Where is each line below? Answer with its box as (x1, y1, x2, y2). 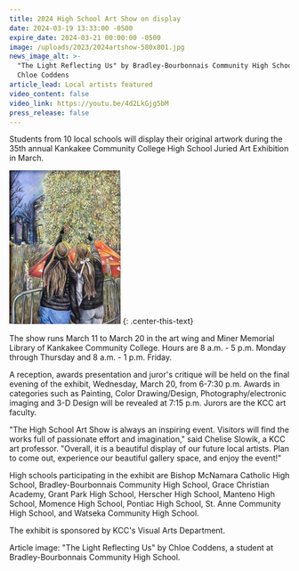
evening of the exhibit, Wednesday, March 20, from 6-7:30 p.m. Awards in (9, 379, 280, 389)
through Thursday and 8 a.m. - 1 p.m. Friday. (9, 352, 173, 363)
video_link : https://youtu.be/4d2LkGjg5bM (9, 99, 169, 108)
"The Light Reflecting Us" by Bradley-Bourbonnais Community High (17, 61, 269, 70)
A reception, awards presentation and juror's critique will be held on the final (9, 370, 290, 380)
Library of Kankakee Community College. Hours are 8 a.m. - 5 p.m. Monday (9, 343, 287, 354)
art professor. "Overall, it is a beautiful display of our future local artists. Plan (9, 444, 290, 454)
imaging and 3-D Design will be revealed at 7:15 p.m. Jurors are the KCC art (9, 397, 287, 409)
